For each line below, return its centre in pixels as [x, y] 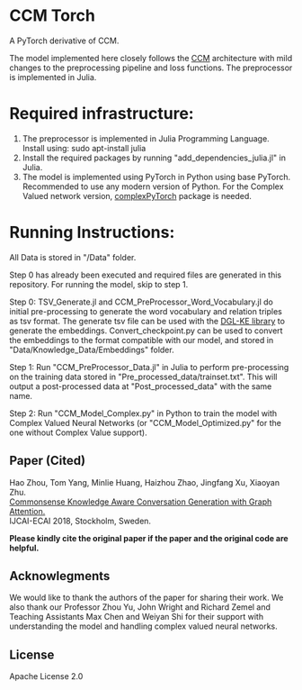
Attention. [27, 511]
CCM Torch [53, 16]
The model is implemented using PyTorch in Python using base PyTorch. [156, 177]
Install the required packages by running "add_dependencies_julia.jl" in [154, 158]
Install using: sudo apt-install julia [84, 148]
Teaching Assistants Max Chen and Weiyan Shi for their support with [136, 617]
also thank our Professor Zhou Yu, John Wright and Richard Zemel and [140, 607]
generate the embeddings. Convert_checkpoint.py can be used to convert [146, 331]
